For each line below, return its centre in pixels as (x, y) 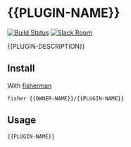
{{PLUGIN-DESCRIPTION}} (46, 46)
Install (21, 69)
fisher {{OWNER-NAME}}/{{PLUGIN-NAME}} (66, 98)
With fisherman (30, 86)
